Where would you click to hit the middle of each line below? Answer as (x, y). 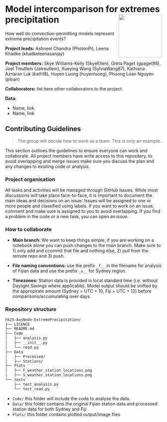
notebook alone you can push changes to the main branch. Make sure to (86, 246)
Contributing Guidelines (43, 129)
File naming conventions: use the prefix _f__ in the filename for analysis (87, 266)
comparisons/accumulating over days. (51, 296)
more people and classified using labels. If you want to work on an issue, (80, 206)
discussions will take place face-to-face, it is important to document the (79, 195)
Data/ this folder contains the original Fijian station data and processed (85, 404)
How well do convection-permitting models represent (60, 33)
